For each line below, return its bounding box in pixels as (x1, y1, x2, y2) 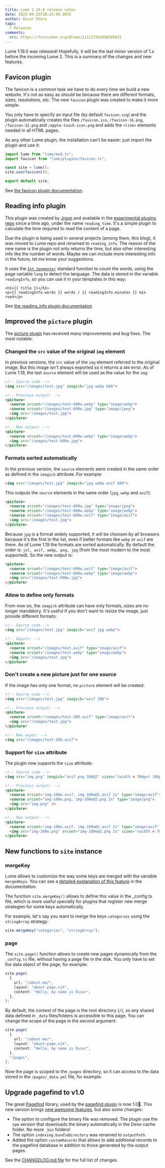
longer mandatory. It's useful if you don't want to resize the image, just (5, 608, 148, 614)
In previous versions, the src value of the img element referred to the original (5, 359, 160, 365)
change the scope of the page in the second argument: (5, 1018, 117, 1024)
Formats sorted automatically (5, 455, 77, 462)
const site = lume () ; (5, 165, 50, 170)
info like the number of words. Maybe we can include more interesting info (5, 250, 156, 257)
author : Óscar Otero (5, 16, 48, 21)
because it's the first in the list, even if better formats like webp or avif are (5, 536, 154, 542)
